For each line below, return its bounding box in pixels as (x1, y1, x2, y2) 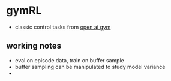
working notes (6, 41, 62, 51)
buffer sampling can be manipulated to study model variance (14, 63, 166, 70)
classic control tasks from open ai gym (14, 23, 111, 31)
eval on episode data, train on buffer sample (14, 56, 124, 64)
